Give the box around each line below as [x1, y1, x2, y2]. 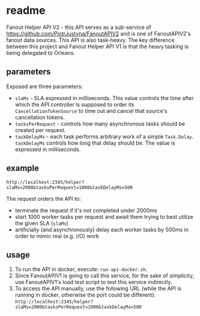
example [6, 163, 40, 174]
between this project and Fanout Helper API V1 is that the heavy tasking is [6, 43, 189, 50]
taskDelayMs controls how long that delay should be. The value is [14, 139, 175, 147]
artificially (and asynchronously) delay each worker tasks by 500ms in [14, 226, 189, 233]
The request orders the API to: [6, 195, 81, 202]
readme [6, 4, 46, 17]
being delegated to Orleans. [6, 49, 75, 56]
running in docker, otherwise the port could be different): [14, 291, 156, 299]
